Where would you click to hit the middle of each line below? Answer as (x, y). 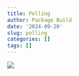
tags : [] (20, 46)
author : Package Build (39, 20)
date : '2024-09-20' (35, 26)
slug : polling (27, 33)
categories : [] (29, 39)
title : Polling (29, 13)
